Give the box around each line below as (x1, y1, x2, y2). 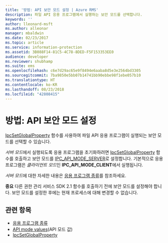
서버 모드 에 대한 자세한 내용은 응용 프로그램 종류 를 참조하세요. (5, 173, 127, 179)
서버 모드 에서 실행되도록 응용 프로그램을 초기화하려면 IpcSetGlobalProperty (5, 149, 155, 155)
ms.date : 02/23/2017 (5, 36, 49, 41)
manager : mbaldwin (5, 31, 44, 36)
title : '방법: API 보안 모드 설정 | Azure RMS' (5, 7, 99, 13)
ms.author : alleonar (5, 26, 49, 31)
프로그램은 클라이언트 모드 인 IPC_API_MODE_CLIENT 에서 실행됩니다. (5, 162, 144, 168)
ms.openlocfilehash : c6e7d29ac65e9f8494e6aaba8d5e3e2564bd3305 (5, 68, 141, 73)
